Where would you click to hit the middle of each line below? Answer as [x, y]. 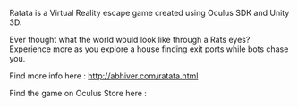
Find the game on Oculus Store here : [78, 93]
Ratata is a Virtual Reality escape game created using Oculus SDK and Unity [149, 13]
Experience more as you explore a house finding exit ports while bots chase [149, 49]
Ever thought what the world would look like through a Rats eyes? [130, 40]
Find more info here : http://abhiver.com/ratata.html [104, 76]
